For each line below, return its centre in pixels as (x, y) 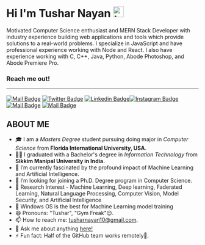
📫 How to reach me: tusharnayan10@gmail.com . (77, 220)
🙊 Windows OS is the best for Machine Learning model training (94, 207)
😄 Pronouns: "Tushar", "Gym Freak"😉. (64, 213)
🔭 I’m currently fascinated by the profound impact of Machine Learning (104, 167)
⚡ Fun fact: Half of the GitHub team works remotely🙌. (82, 236)
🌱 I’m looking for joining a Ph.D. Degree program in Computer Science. (104, 181)
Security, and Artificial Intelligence (58, 200)
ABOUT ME (28, 124)
